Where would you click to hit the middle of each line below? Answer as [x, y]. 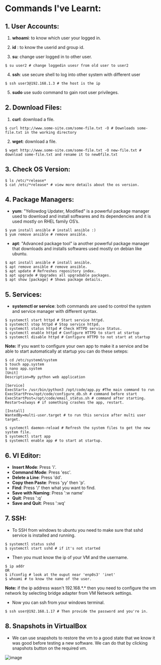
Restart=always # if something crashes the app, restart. [65, 402]
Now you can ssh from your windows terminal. [58, 602]
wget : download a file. [34, 141]
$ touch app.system [25, 364]
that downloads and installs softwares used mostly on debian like [77, 249]
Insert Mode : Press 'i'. [34, 467]
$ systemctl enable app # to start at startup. [54, 441]
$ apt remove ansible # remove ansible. [46, 267]
